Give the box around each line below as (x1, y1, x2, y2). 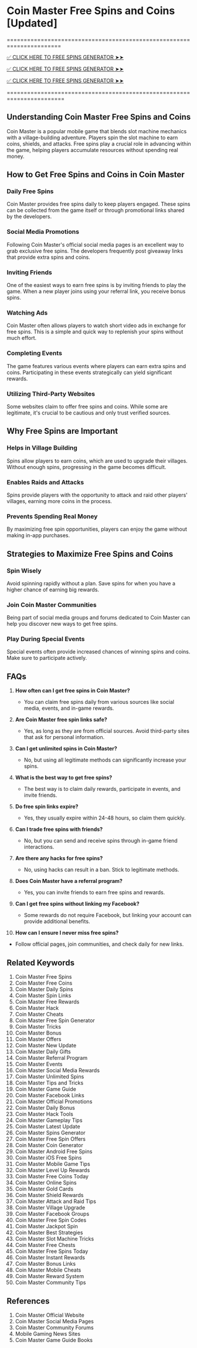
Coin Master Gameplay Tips (15, 1117, 83, 1124)
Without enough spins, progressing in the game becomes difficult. (6, 463, 167, 470)
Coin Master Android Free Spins (15, 1148, 93, 1155)
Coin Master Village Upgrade (15, 1204, 86, 1211)
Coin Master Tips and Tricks (15, 1079, 84, 1087)
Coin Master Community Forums (15, 1324, 94, 1331)
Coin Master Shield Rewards (15, 1192, 84, 1199)
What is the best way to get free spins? (15, 774, 113, 781)
